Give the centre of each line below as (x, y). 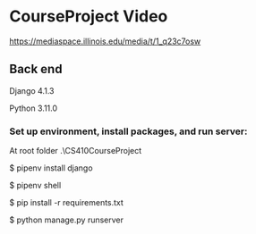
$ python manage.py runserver (66, 220)
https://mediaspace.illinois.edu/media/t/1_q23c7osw (105, 41)
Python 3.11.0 (34, 108)
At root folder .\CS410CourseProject (76, 151)
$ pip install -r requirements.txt (66, 203)
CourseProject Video (89, 17)
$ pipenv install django (51, 168)
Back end (36, 69)
